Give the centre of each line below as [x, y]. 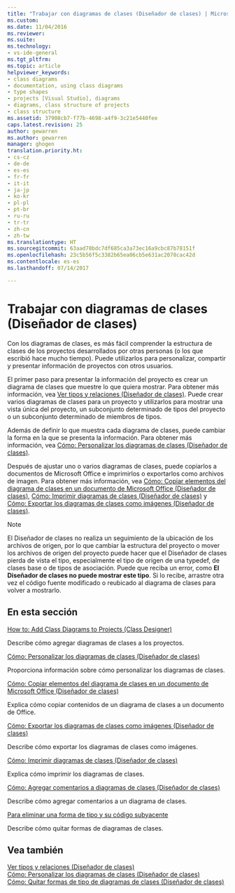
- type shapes [28, 92]
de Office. [22, 712]
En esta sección [43, 612]
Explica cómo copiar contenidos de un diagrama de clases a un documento [116, 704]
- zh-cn [19, 229]
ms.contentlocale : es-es [43, 262]
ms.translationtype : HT [42, 242]
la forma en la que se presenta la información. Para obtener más [100, 437]
